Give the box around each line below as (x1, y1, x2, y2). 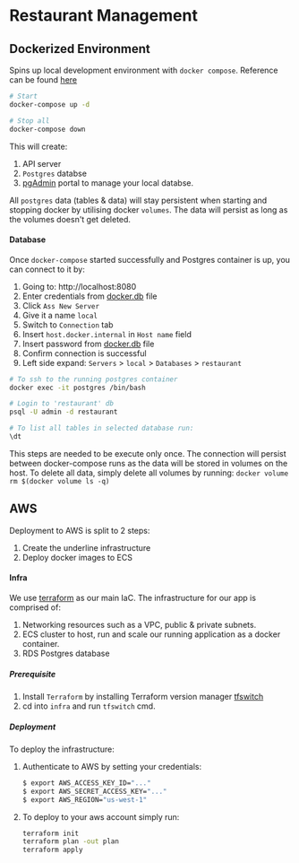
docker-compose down (9, 125, 87, 134)
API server (21, 158, 62, 169)
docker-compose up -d (9, 100, 90, 109)
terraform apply (21, 845, 83, 855)
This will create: (9, 141, 68, 152)
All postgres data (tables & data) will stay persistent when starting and (9, 195, 268, 205)
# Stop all (9, 116, 50, 126)
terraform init (21, 829, 80, 838)
